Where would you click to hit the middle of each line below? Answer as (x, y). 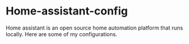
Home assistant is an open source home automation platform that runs (94, 28)
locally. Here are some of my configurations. (61, 34)
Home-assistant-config (67, 11)
